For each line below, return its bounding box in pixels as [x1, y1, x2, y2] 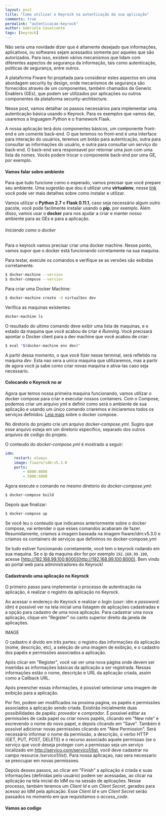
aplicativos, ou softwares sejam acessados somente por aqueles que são [5, 49, 154, 55]
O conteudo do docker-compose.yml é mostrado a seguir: [5, 441, 124, 447]
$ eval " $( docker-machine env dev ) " [5, 343, 81, 348]
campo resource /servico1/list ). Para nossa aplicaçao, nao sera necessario [5, 752, 157, 758]
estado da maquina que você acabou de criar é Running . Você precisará [5, 328, 152, 334]
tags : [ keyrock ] [5, 30, 39, 35]
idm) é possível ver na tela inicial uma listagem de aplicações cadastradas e [5, 604, 160, 610]
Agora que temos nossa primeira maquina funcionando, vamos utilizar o [5, 390, 152, 396]
